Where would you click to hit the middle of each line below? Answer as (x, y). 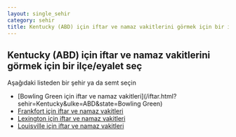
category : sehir (31, 20)
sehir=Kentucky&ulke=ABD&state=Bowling (79, 104)
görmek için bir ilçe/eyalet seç (75, 66)
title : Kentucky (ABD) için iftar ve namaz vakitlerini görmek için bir (116, 27)
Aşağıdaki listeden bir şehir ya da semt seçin (72, 83)
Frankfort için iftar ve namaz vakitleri (70, 111)
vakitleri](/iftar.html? (147, 96)
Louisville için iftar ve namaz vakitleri (71, 126)
